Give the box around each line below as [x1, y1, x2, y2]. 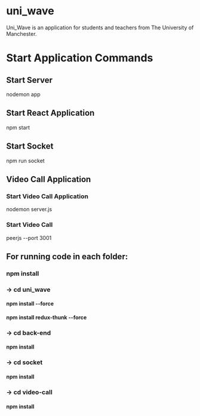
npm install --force [6, 300, 54, 307]
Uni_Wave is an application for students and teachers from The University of [6, 24, 194, 31]
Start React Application [6, 108, 95, 118]
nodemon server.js [6, 206, 53, 213]
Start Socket [6, 141, 54, 152]
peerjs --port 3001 [6, 234, 52, 241]
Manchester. [6, 30, 37, 37]
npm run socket [6, 157, 45, 164]
